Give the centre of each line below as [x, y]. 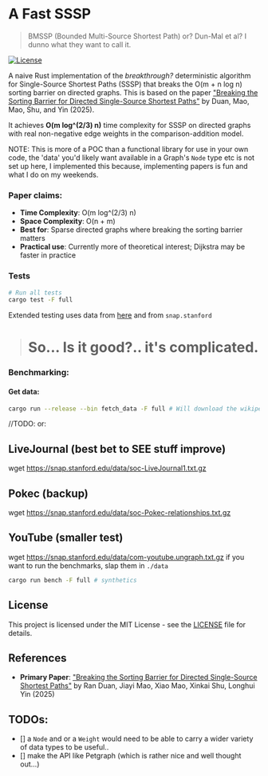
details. [20, 633]
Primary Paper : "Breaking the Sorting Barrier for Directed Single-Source [138, 678]
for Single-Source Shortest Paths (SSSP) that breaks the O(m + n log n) [126, 84]
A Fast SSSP [50, 14]
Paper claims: [35, 195]
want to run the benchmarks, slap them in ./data [89, 566]
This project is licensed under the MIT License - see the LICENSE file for [127, 624]
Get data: [24, 391]
